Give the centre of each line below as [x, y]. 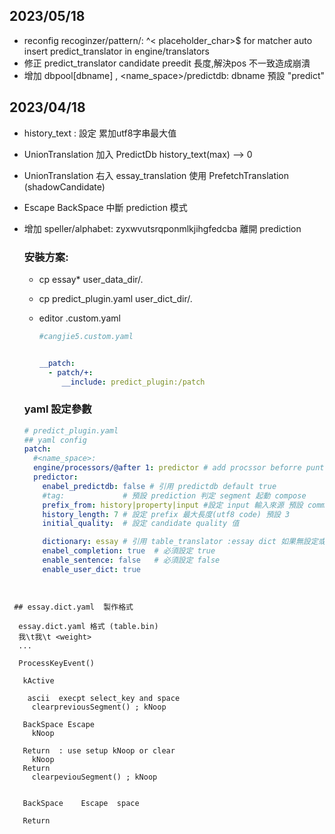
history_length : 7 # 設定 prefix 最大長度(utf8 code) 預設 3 [166, 514]
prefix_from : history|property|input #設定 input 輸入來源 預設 [173, 505]
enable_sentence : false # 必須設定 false [131, 560]
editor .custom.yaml [79, 318]
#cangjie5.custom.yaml [86, 336]
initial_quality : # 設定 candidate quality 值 [141, 524]
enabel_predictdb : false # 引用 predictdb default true [159, 486]
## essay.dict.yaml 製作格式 [73, 607]
